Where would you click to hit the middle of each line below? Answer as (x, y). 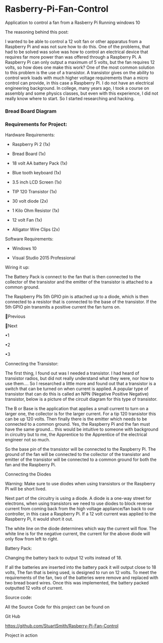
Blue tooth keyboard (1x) (37, 173)
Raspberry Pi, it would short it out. (39, 519)
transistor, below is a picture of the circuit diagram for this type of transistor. (81, 399)
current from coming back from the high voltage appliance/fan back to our (80, 509)
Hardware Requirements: (30, 135)
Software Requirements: (29, 239)
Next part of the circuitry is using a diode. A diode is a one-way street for (78, 498)
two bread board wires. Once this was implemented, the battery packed (77, 583)
